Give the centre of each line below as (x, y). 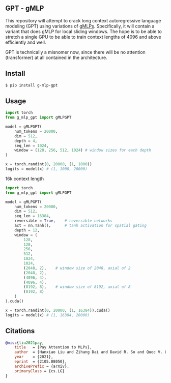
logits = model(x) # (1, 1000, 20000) (46, 169)
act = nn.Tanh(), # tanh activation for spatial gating (80, 226)
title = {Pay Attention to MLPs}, (53, 347)
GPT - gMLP (25, 8)
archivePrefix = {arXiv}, (42, 366)
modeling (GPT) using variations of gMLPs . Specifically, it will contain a (80, 26)
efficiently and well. (26, 42)
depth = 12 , (27, 230)
